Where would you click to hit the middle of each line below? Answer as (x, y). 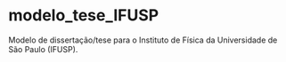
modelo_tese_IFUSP (84, 15)
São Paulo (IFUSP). (43, 49)
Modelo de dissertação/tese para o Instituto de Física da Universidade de (143, 40)
